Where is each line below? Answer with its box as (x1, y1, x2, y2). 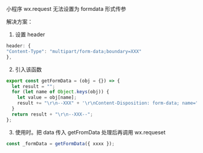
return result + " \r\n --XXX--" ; (11, 111, 94, 117)
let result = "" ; (11, 83, 56, 89)
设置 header (14, 31, 45, 38)
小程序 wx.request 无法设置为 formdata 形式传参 (6, 5, 126, 12)
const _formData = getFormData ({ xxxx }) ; (6, 140, 115, 146)
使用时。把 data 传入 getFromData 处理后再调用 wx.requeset (14, 128, 166, 136)
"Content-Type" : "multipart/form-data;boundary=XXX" (6, 48, 142, 54)
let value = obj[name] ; (17, 95, 77, 101)
